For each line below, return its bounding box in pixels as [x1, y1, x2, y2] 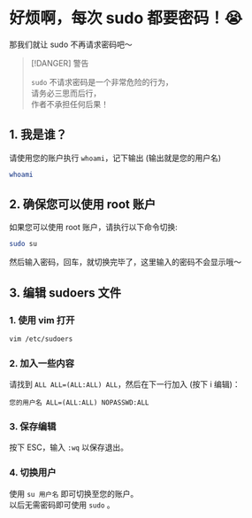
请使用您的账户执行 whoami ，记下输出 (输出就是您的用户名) [9, 152, 222, 163]
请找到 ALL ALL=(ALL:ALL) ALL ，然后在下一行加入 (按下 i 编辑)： [9, 379, 241, 390]
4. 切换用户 [9, 467, 57, 479]
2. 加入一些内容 [9, 357, 75, 369]
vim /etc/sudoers [9, 335, 73, 344]
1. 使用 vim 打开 [9, 313, 75, 326]
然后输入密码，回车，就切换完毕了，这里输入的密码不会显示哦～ [9, 257, 241, 267]
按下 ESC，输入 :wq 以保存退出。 [9, 442, 128, 452]
